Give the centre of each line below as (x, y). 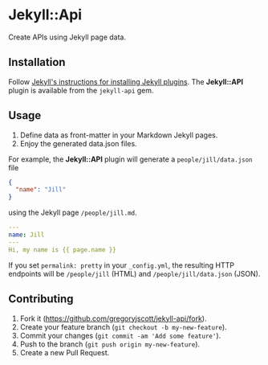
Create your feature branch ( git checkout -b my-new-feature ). (123, 326)
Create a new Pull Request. (65, 352)
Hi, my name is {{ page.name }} (62, 250)
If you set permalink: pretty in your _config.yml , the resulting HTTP (122, 265)
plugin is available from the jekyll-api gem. (81, 90)
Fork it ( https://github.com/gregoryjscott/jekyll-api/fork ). (113, 318)
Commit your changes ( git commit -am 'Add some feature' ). (120, 335)
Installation (37, 62)
